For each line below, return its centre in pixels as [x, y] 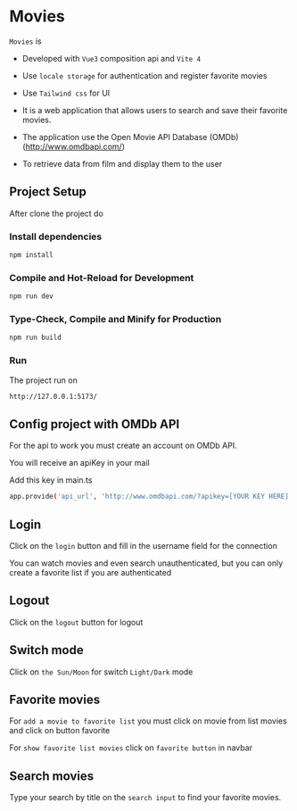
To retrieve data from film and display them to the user [122, 163]
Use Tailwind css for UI [66, 93]
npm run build [36, 338]
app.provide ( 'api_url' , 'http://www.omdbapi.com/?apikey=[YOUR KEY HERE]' [151, 497]
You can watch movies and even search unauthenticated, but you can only [146, 563]
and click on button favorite [60, 731]
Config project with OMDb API [95, 424]
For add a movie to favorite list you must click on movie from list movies [148, 721]
